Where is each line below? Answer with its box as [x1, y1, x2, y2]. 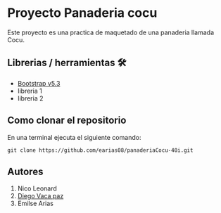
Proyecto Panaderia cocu [7, 5, 158, 21]
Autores [7, 165, 44, 177]
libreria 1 [17, 86, 42, 95]
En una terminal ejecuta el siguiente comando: [7, 133, 141, 141]
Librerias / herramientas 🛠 [7, 57, 127, 69]
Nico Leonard [17, 184, 58, 193]
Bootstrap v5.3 [17, 79, 61, 87]
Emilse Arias [17, 199, 54, 208]
